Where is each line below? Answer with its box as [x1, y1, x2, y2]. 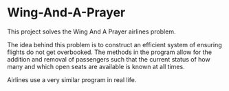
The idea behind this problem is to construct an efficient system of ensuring [7, 40, 222, 49]
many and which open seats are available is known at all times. [7, 62, 185, 70]
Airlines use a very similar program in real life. [7, 75, 137, 83]
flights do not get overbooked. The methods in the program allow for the [7, 48, 212, 56]
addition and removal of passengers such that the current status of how [7, 55, 211, 63]
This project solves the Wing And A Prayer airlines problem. [7, 27, 176, 36]
